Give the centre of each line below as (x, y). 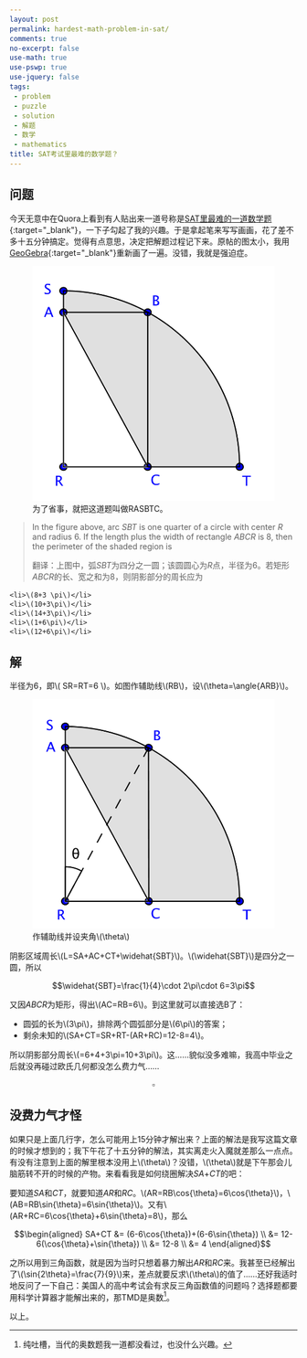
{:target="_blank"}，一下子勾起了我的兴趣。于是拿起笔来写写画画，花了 (144, 229)
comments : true (38, 38)
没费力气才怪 (46, 1115)
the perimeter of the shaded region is (102, 546)
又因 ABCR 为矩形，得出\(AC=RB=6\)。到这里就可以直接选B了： (127, 1004)
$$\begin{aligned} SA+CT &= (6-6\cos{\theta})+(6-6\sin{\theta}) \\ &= (147, 1234)
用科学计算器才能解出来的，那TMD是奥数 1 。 (92, 1296)
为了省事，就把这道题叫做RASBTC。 (100, 509)
